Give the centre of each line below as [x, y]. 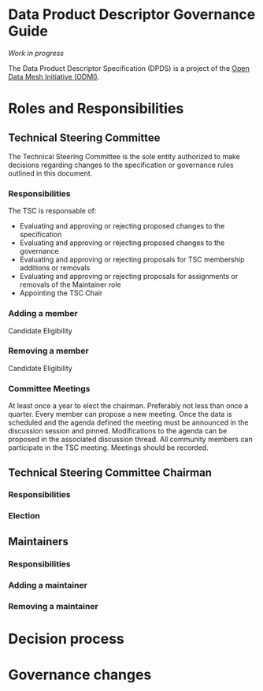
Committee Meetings [49, 388]
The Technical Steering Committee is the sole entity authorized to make [124, 156]
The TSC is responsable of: [52, 211]
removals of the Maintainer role [70, 284]
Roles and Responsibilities [96, 109]
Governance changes [80, 674]
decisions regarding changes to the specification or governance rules [121, 165]
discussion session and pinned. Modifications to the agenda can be [118, 431]
